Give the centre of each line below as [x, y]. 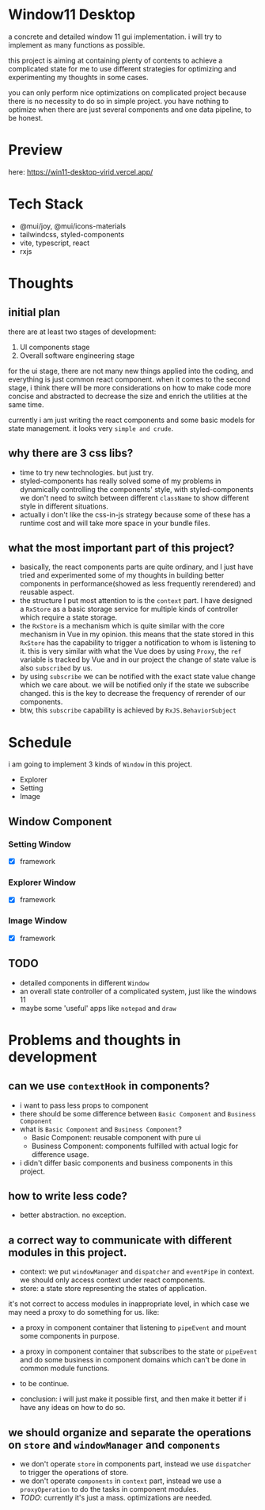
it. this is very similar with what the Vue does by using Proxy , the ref [131, 651]
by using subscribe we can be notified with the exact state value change [137, 677]
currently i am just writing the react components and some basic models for [132, 420]
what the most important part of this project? [121, 548]
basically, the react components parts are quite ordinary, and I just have [136, 567]
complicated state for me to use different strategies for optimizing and [123, 68]
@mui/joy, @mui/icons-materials [73, 226]
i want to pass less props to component [84, 1105]
